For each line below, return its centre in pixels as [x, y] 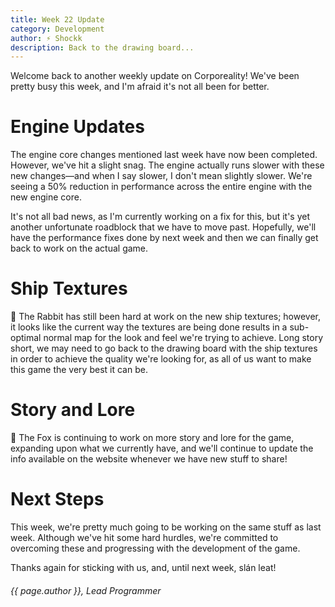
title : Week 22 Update [57, 19]
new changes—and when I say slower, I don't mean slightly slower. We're [161, 176]
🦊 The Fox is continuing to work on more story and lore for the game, [152, 438]
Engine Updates [77, 127]
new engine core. [46, 197]
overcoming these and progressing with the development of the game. [155, 548]
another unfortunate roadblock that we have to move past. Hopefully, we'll [163, 227]
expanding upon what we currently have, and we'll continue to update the [162, 448]
